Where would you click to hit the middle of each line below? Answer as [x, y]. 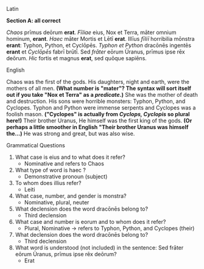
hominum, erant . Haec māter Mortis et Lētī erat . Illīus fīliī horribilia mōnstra [100, 39]
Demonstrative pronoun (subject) [66, 176]
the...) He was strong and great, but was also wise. [71, 134]
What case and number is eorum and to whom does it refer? [90, 222]
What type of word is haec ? [51, 170]
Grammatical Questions [36, 145]
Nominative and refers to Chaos [64, 163]
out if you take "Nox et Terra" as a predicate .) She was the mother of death [102, 95]
